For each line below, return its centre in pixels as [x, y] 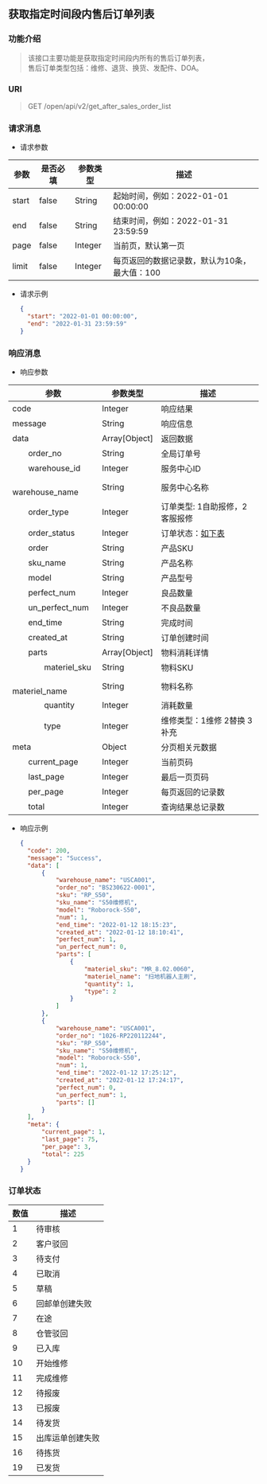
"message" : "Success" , [65, 858]
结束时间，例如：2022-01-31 [171, 221]
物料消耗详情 [185, 653]
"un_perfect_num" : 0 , [91, 947]
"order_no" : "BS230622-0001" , [105, 888]
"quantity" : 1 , [109, 984]
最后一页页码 [185, 777]
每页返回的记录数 [193, 792]
